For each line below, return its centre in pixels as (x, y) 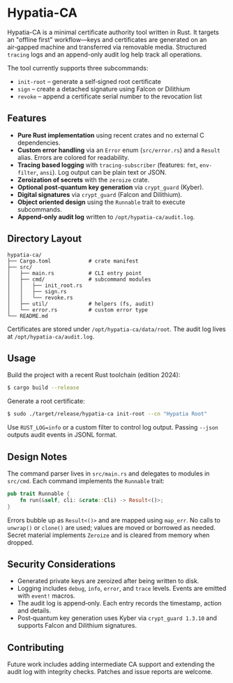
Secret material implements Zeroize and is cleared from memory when (108, 535)
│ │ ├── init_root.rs (45, 285)
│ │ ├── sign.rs (37, 291)
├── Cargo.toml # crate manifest (73, 261)
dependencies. (39, 142)
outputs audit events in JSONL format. (62, 435)
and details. (34, 611)
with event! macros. (46, 596)
